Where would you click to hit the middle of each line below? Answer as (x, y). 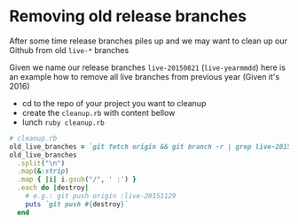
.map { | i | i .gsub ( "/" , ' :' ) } (77, 180)
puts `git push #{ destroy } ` (77, 204)
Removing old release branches (128, 16)
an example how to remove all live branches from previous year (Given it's (145, 76)
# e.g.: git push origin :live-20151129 (101, 197)
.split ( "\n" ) (41, 163)
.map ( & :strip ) (43, 171)
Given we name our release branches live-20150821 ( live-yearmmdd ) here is (148, 67)
